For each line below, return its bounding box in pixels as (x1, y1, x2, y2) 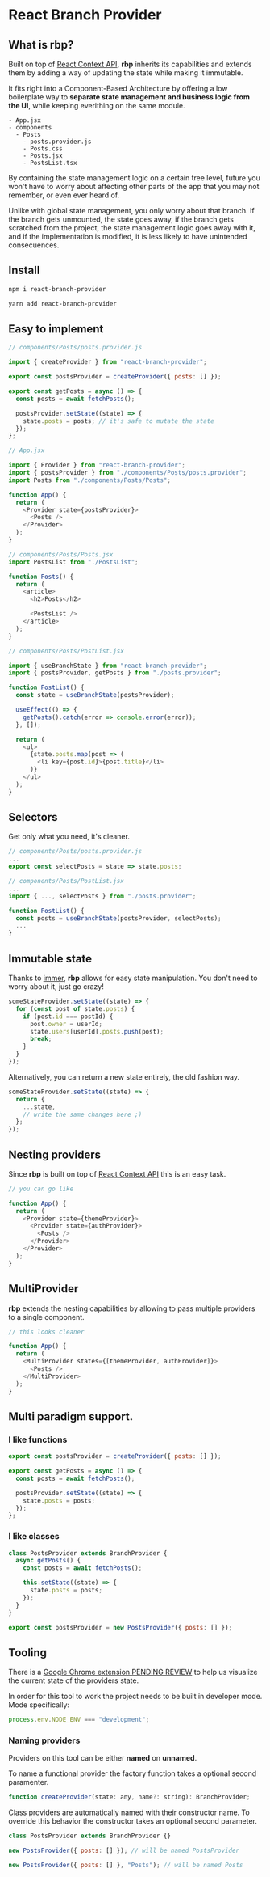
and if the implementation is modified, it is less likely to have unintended (8, 232, 247, 241)
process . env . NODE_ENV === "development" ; (8, 1716, 150, 1724)
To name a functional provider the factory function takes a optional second (8, 1769, 257, 1778)
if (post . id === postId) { (23, 1012, 114, 1021)
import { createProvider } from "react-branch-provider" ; (8, 358, 207, 366)
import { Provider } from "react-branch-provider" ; (8, 461, 185, 470)
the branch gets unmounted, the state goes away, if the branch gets (8, 214, 234, 224)
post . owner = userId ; (29, 1020, 103, 1028)
